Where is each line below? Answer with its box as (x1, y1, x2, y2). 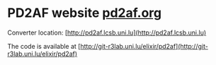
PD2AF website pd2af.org (7, 5, 161, 21)
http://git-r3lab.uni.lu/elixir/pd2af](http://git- (80, 42, 209, 50)
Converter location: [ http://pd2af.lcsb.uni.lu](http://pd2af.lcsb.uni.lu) (7, 28, 207, 37)
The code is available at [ (7, 42, 81, 50)
